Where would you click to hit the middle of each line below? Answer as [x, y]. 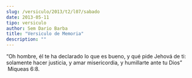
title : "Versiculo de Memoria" [45, 34]
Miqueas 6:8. [24, 69]
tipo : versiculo [26, 23]
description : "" [26, 39]
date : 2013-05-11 [28, 17]
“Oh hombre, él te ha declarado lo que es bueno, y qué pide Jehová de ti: [96, 56]
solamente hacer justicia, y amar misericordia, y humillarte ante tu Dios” [94, 63]
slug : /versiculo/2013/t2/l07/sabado [53, 12]
